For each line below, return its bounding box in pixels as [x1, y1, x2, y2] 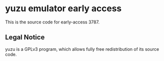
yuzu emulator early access [5, 3, 122, 14]
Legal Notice [5, 33, 45, 41]
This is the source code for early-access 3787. [5, 19, 100, 25]
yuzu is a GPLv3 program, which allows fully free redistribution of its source [5, 46, 160, 52]
